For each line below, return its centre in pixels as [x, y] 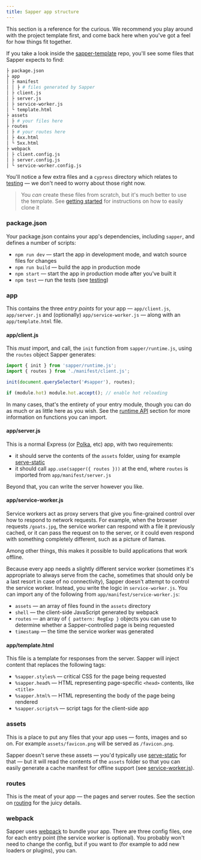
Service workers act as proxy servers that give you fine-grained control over [101, 514]
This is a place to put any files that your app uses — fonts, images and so [97, 737]
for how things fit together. [39, 41]
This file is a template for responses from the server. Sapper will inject [93, 658]
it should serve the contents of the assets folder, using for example [97, 456]
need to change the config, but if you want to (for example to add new [93, 844]
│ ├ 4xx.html [22, 138]
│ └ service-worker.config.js [44, 166]
